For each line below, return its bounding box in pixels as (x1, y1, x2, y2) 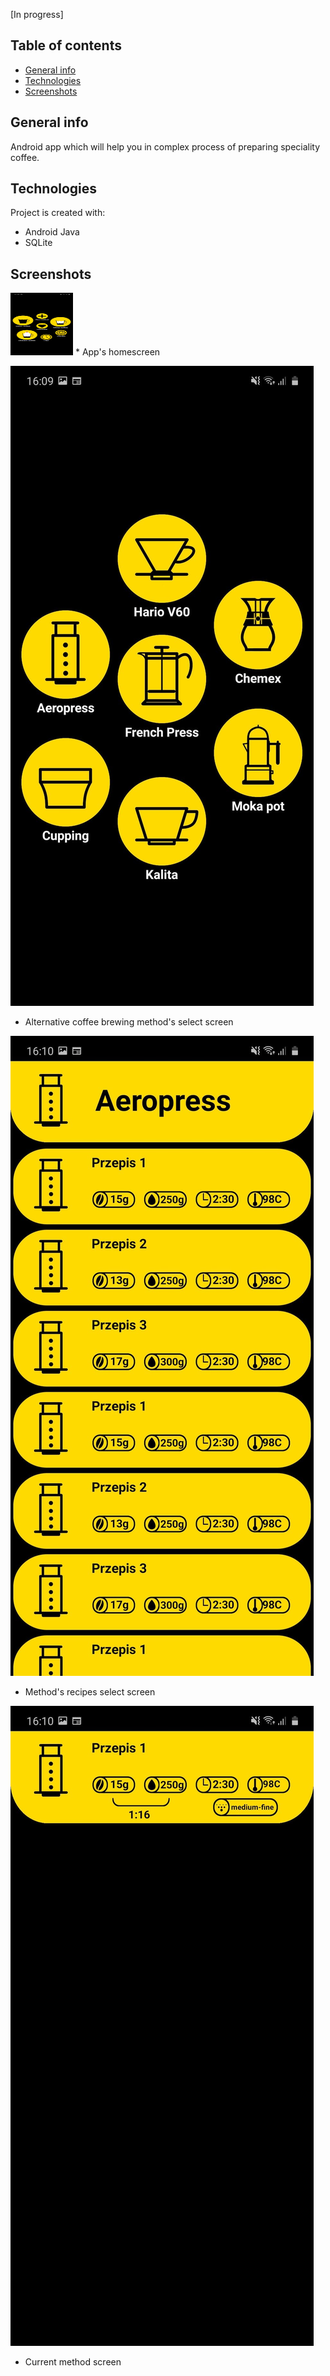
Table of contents (10, 37, 122, 54)
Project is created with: (10, 207, 106, 219)
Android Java (24, 226, 80, 238)
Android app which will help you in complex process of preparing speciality (10, 140, 321, 153)
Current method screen (24, 2356, 122, 2368)
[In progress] (10, 9, 64, 20)
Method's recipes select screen (24, 1686, 156, 1698)
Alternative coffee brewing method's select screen (24, 1016, 234, 1028)
